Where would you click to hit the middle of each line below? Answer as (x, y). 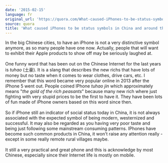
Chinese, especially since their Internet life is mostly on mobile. (70, 155)
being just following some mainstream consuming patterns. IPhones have (81, 128)
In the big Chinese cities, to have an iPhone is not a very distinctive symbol (82, 42)
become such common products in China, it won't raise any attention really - (84, 134)
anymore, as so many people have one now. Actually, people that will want (82, 48)
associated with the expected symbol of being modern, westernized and (80, 118)
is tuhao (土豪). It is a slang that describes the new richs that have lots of (80, 70)
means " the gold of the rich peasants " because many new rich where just (81, 91)
